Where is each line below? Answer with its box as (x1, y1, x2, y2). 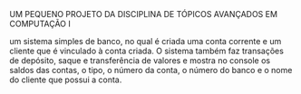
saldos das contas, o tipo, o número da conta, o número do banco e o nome (9, 65, 293, 75)
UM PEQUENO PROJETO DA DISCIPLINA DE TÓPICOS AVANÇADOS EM (9, 9, 278, 19)
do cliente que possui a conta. (9, 74, 122, 85)
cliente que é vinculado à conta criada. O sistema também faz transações (9, 45, 284, 56)
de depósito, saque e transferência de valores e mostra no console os (9, 55, 270, 66)
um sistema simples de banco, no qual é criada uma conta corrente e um (9, 36, 282, 46)
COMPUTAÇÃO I (9, 18, 71, 29)
